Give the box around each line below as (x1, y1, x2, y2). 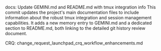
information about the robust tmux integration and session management (5, 15, 152, 20)
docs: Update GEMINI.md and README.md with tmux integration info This (5, 4, 156, 10)
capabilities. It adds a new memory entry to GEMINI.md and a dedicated (5, 20, 152, 26)
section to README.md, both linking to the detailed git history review (5, 25, 146, 31)
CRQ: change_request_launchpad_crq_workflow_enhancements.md (5, 40, 143, 46)
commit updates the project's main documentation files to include (5, 9, 139, 15)
